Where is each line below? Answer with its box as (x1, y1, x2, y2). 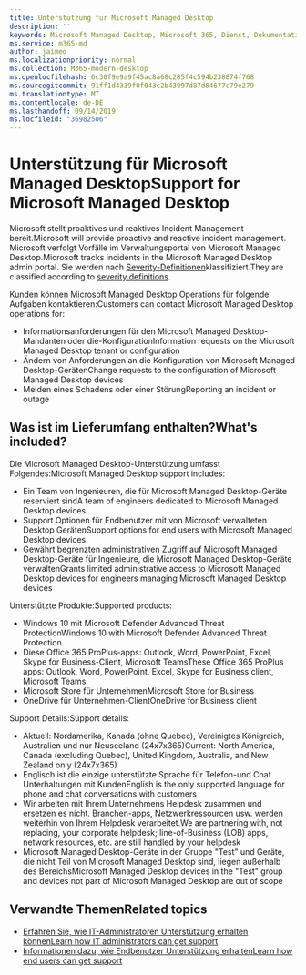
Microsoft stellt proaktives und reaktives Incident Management (9, 223, 244, 234)
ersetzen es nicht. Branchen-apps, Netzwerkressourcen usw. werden (22, 807, 284, 818)
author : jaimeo (9, 47, 67, 56)
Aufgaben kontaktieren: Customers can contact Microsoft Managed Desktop (9, 299, 294, 310)
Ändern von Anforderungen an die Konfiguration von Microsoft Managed (22, 355, 296, 366)
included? (9, 434, 67, 450)
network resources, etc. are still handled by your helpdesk (22, 837, 241, 848)
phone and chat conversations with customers (22, 788, 198, 799)
